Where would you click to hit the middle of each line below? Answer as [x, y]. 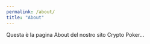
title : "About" [25, 17]
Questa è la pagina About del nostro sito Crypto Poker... [75, 34]
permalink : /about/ [31, 12]
